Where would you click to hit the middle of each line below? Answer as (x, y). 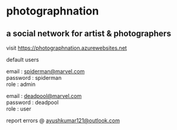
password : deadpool (33, 102)
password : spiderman (34, 78)
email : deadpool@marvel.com (44, 96)
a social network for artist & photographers (89, 34)
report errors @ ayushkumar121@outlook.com (63, 120)
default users (23, 60)
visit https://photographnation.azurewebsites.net (67, 48)
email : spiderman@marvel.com (45, 71)
